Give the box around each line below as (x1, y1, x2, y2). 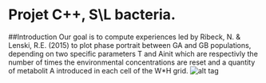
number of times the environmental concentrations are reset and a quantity (8, 57, 256, 67)
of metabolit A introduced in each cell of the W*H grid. (8, 65, 189, 75)
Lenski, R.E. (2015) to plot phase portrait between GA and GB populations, (8, 40, 252, 49)
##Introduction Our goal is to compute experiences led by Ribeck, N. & (8, 32, 241, 41)
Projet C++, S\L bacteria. (8, 6, 176, 24)
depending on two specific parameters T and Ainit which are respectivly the (8, 49, 258, 58)
